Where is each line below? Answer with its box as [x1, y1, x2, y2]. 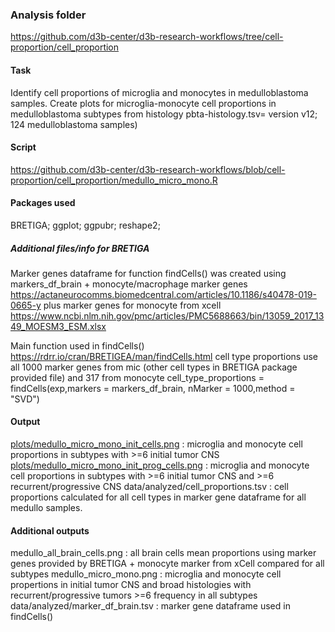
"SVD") [10, 393, 40, 405]
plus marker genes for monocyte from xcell [43, 299, 222, 311]
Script [10, 141, 37, 153]
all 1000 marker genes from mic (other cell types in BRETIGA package [10, 361, 298, 373]
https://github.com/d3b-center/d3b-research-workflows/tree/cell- [10, 31, 284, 43]
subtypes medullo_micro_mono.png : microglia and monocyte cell [10, 568, 282, 580]
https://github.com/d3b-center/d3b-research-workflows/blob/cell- [10, 163, 286, 175]
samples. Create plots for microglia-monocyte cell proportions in [10, 97, 277, 109]
